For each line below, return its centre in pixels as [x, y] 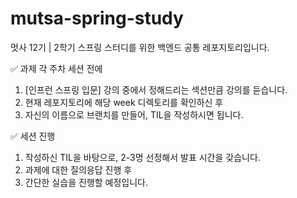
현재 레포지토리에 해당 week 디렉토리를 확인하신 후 [124, 102]
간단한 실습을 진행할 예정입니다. [86, 182]
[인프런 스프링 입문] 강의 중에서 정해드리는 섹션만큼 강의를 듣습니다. [156, 89]
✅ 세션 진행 [33, 136]
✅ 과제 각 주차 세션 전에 [56, 68]
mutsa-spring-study [97, 18]
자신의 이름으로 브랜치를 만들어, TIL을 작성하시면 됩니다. [134, 114]
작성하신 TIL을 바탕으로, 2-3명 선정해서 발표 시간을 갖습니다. [142, 157]
